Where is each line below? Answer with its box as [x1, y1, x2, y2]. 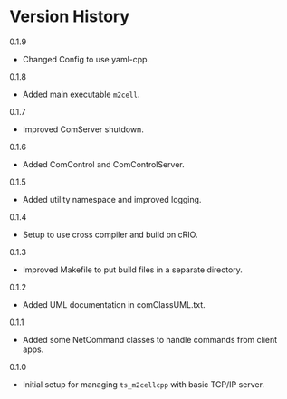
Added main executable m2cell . [22, 89, 140, 100]
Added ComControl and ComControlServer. [22, 158, 186, 169]
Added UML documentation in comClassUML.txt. [22, 299, 206, 309]
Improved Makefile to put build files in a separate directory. [22, 264, 243, 275]
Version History [9, 6, 129, 27]
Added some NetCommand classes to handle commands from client [22, 334, 278, 345]
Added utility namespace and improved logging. [22, 194, 202, 204]
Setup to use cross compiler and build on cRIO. [22, 229, 198, 240]
